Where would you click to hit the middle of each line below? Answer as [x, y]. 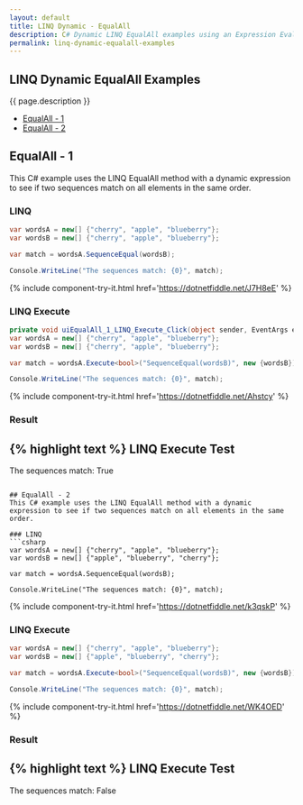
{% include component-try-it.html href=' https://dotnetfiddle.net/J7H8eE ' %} [151, 288]
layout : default [40, 18]
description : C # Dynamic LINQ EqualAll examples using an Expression [143, 34]
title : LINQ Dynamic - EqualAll [70, 26]
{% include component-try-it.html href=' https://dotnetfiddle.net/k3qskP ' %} [150, 607]
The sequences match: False [63, 791]
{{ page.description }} [50, 101]
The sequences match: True [62, 471]
